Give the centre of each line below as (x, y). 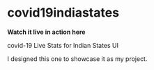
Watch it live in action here (46, 32)
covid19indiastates (63, 13)
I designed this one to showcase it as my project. (77, 59)
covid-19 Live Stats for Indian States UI (63, 45)
